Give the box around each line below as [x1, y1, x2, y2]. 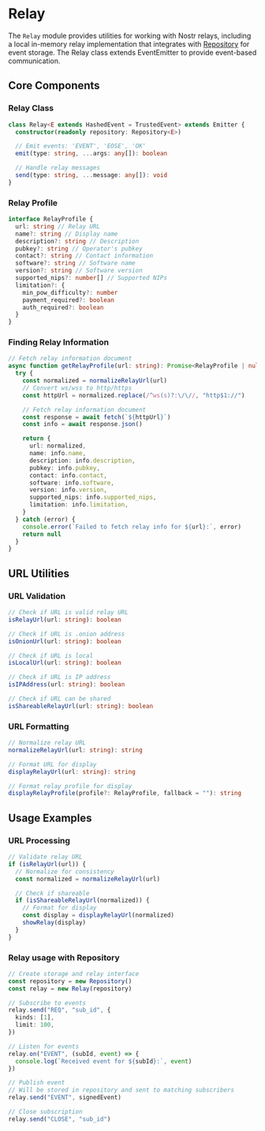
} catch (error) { [15, 515, 77, 523]
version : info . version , [28, 486, 108, 494]
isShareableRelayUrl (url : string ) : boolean [8, 702, 154, 710]
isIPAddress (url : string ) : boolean [8, 680, 125, 688]
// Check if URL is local [8, 651, 93, 660]
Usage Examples [8, 811, 92, 824]
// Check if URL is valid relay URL [8, 609, 129, 616]
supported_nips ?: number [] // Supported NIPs [15, 274, 168, 282]
